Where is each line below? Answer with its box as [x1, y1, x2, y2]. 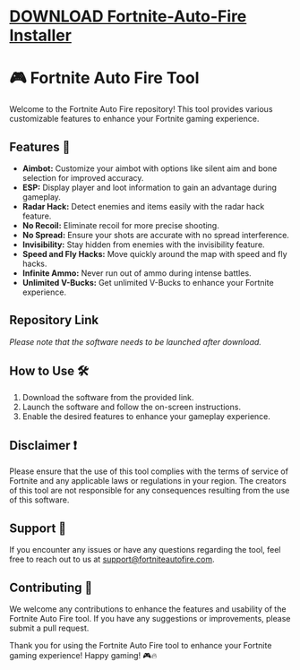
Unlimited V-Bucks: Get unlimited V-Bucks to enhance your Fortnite [21, 277, 275, 288]
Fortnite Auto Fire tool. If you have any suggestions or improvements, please [9, 614, 291, 623]
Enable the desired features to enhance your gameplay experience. [21, 410, 271, 422]
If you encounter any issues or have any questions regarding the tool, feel [9, 545, 281, 555]
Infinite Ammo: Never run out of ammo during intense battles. [21, 267, 253, 279]
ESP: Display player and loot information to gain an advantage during [21, 182, 278, 193]
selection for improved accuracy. [21, 172, 144, 183]
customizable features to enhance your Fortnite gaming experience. [9, 114, 260, 125]
